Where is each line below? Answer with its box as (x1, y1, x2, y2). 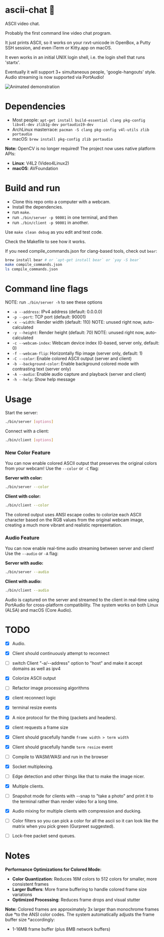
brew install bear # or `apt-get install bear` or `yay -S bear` (5, 257, 141, 263)
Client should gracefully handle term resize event (12, 744, 113, 750)
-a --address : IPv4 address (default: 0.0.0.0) (12, 309, 103, 315)
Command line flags (5, 283, 89, 294)
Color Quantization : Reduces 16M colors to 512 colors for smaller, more (12, 876, 157, 882)
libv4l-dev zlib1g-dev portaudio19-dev (12, 122, 94, 127)
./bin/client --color (5, 503, 49, 508)
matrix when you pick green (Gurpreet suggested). (12, 823, 115, 829)
